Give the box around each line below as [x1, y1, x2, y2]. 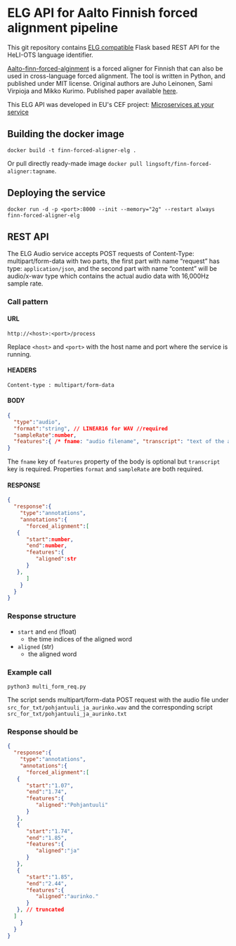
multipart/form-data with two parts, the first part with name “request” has [7, 257, 220, 265]
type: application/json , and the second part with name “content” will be [7, 264, 218, 273]
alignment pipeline [7, 20, 118, 36]
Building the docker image [7, 128, 124, 140]
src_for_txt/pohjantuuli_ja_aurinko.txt [7, 710, 128, 717]
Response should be [7, 727, 79, 736]
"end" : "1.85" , [25, 834, 68, 841]
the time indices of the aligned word [27, 634, 132, 643]
